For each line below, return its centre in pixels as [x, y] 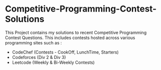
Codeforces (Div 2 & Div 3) [39, 57]
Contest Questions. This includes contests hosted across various [70, 38]
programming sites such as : [34, 42]
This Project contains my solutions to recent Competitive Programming [76, 32]
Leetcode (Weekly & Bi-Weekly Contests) [53, 62]
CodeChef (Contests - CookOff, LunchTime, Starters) [65, 52]
